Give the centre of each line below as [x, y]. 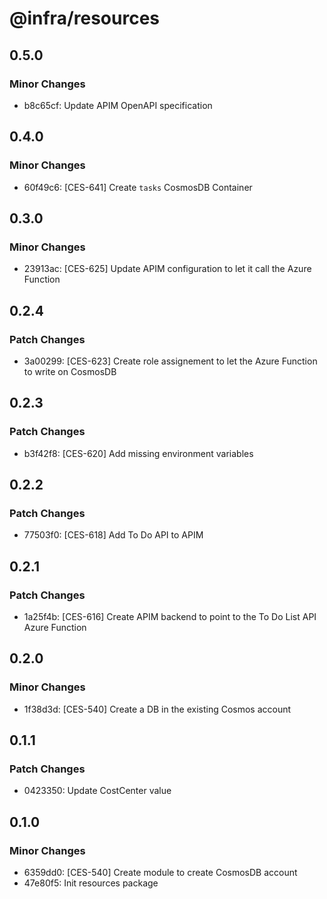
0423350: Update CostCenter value [97, 791]
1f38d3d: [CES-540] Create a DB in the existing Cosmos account [157, 709]
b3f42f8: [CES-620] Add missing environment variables [138, 453]
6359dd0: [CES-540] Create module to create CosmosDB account [160, 873]
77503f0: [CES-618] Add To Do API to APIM [113, 535]
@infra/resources [84, 18]
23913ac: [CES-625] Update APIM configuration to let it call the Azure [167, 269]
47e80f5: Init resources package [91, 883]
